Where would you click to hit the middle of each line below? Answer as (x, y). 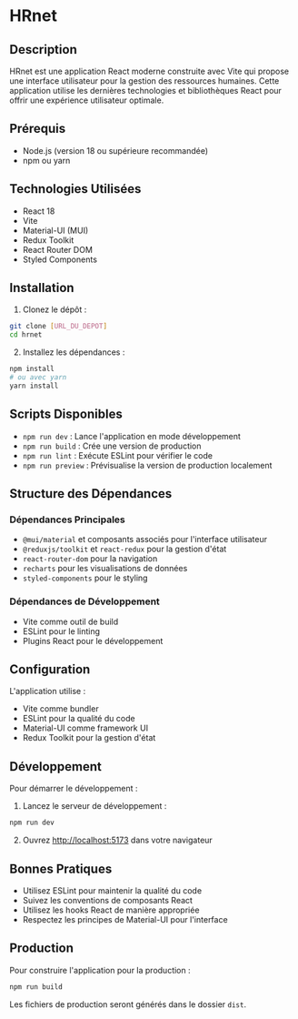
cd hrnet (26, 335)
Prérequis (38, 129)
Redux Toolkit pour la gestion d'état (89, 738)
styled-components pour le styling (85, 578)
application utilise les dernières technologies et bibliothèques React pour (145, 91)
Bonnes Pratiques (61, 868)
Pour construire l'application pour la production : (100, 970)
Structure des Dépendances (91, 494)
